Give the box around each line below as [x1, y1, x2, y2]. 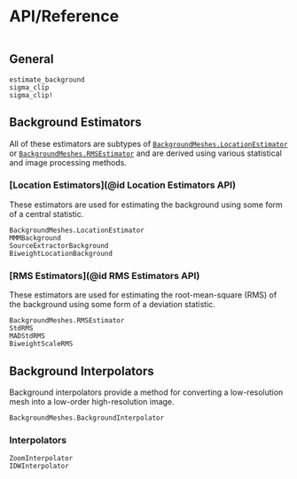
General [9, 51, 55, 67]
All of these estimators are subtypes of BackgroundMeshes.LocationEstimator [9, 138, 288, 149]
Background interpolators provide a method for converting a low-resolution [9, 387, 284, 398]
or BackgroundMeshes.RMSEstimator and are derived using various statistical [9, 148, 282, 158]
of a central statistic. [9, 208, 84, 219]
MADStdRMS [9, 332, 46, 341]
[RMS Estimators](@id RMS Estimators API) [9, 269, 200, 282]
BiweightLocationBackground [9, 249, 113, 258]
